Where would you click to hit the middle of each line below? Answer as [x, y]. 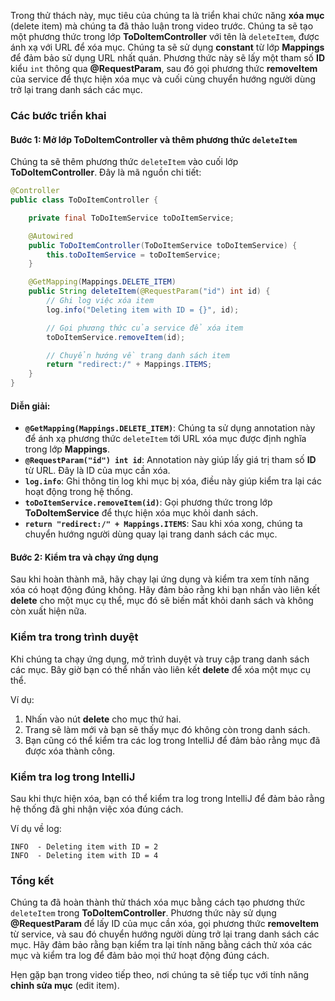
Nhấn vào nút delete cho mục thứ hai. [103, 719]
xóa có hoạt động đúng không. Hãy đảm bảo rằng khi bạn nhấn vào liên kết [165, 590]
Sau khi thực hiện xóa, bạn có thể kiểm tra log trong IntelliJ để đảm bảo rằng [167, 798]
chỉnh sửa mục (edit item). [65, 986]
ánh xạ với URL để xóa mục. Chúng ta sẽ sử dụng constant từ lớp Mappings [167, 47]
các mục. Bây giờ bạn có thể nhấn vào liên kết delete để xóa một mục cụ [161, 669]
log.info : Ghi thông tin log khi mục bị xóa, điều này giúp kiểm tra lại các [173, 481]
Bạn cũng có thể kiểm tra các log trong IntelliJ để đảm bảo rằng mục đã [172, 740]
